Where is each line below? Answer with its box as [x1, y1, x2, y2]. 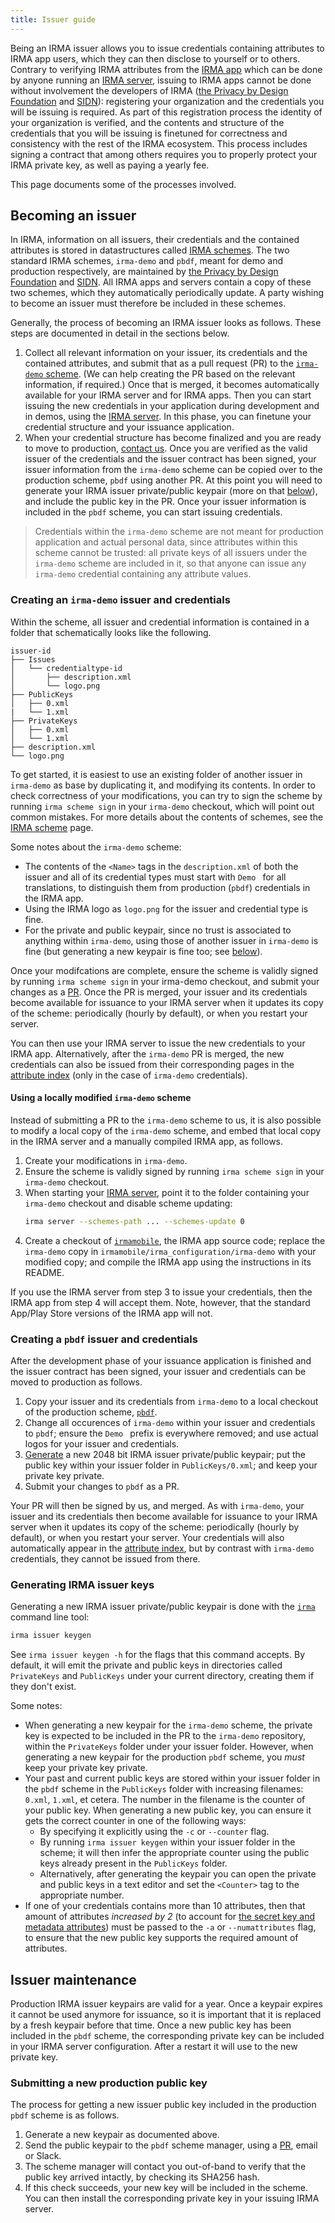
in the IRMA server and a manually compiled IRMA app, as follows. [10, 1135, 284, 1147]
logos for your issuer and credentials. [24, 1438, 180, 1450]
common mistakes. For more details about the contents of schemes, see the [10, 811, 324, 823]
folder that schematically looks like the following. [10, 626, 212, 638]
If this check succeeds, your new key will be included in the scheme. [24, 2182, 309, 2194]
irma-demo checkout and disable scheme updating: [24, 1197, 233, 1209]
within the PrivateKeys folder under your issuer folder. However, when [24, 1741, 314, 1753]
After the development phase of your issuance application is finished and [10, 1355, 312, 1367]
